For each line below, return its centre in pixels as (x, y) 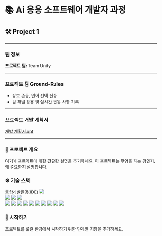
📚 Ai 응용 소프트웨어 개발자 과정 (66, 10)
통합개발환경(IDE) (22, 192)
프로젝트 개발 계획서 (27, 120)
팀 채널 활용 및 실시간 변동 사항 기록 (45, 102)
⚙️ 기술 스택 (18, 181)
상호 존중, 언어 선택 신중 (34, 95)
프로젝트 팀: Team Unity (28, 66)
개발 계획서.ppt (19, 131)
